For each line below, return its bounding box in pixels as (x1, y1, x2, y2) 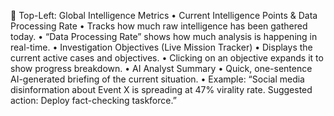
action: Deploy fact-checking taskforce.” (10, 95, 177, 106)
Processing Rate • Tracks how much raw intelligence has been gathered (10, 20, 308, 32)
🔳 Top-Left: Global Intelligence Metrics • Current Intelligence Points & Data (10, 10, 318, 21)
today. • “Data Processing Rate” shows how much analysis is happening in (10, 31, 318, 42)
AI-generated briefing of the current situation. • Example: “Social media (10, 73, 305, 85)
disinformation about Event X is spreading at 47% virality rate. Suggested (10, 84, 313, 95)
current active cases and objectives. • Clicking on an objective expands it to (10, 52, 324, 64)
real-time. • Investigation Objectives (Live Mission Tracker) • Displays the (10, 41, 313, 53)
